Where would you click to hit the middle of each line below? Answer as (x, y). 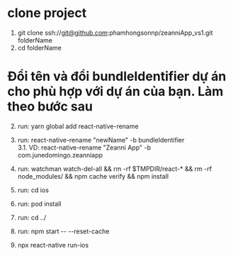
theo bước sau (50, 107)
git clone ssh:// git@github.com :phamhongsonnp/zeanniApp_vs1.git (115, 33)
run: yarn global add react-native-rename (78, 126)
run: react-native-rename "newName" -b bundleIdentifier (101, 140)
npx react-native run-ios (53, 245)
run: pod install (39, 204)
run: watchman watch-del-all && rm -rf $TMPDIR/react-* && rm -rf (115, 169)
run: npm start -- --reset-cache (63, 231)
